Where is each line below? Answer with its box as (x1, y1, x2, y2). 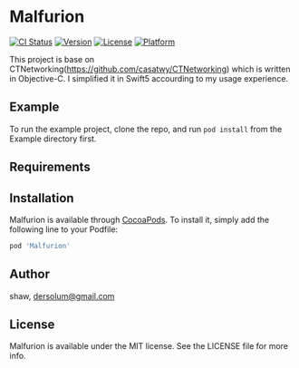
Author (9, 266, 50, 282)
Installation (9, 190, 74, 206)
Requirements (9, 160, 91, 175)
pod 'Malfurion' (9, 241, 71, 250)
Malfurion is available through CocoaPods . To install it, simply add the (9, 214, 270, 225)
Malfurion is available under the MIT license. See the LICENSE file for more (9, 341, 288, 352)
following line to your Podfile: (9, 224, 119, 235)
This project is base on (9, 53, 95, 64)
